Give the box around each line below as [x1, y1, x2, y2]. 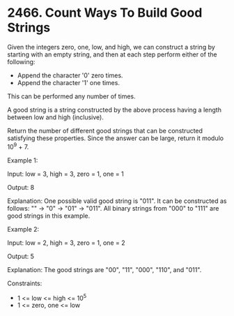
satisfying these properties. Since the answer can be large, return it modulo [7, 134, 224, 142]
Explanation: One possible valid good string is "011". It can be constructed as [7, 197, 228, 205]
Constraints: [7, 279, 42, 287]
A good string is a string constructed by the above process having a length [7, 105, 221, 114]
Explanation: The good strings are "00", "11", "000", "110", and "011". [7, 265, 202, 273]
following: [7, 57, 36, 66]
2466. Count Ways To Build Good [7, 5, 203, 21]
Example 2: [7, 225, 40, 233]
